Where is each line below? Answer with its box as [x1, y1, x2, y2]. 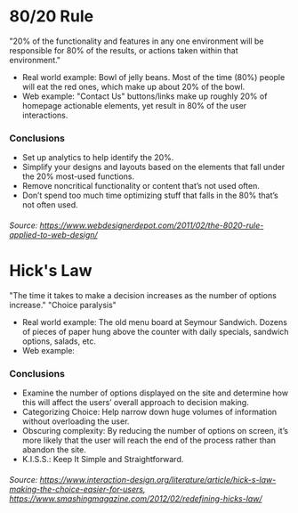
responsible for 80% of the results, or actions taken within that [9, 45, 238, 55]
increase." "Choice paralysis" [9, 299, 117, 310]
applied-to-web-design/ [9, 229, 98, 240]
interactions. [21, 110, 68, 120]
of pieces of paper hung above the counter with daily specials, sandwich [21, 326, 289, 337]
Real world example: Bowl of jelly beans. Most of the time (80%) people [21, 71, 286, 82]
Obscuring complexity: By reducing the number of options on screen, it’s [21, 426, 289, 436]
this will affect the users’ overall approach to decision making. [21, 397, 249, 408]
